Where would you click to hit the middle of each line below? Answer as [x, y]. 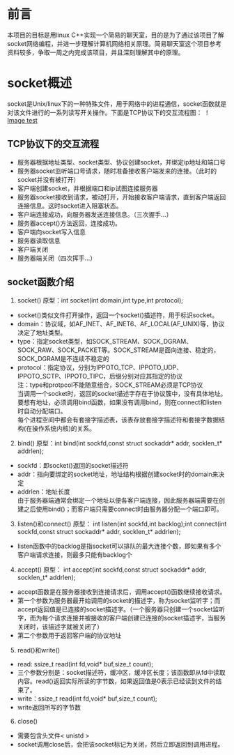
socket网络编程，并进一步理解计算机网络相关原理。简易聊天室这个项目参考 [114, 43]
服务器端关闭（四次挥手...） [56, 258]
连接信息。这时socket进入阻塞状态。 [70, 206]
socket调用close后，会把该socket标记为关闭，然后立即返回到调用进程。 [120, 744]
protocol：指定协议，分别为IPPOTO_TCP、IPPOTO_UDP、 [100, 367]
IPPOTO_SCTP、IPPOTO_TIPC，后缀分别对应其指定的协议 [100, 376]
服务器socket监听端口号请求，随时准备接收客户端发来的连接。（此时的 [117, 171]
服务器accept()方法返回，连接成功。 [69, 223]
